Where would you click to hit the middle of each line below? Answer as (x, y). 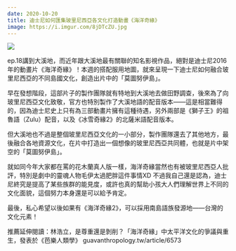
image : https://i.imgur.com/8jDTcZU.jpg (67, 27)
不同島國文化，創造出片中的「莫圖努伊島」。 (101, 79)
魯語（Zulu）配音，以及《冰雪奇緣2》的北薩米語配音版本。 (92, 119)
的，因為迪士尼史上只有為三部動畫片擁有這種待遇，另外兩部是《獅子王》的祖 (118, 111)
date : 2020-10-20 (33, 14)
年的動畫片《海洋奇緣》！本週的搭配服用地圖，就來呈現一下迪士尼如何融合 (115, 69)
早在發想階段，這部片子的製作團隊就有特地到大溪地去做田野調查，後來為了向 (118, 93)
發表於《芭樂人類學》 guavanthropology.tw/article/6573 (100, 240)
